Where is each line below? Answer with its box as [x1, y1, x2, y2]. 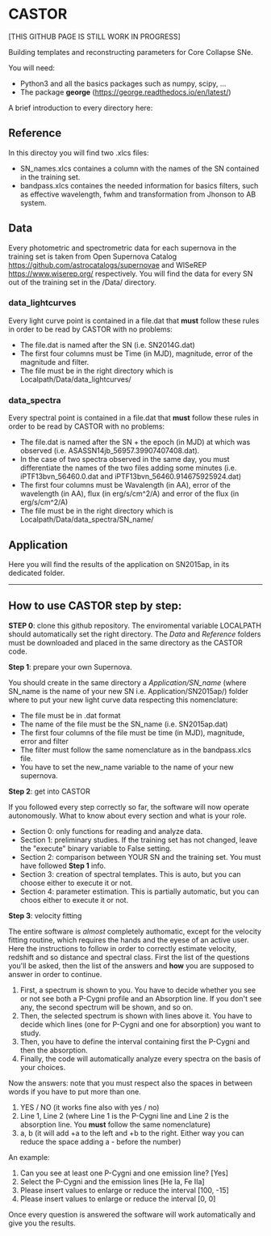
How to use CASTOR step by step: [8, 599, 182, 613]
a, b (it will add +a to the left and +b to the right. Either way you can [19, 1128, 244, 1137]
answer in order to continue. [8, 969, 102, 979]
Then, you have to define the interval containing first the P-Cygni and [19, 1036, 250, 1046]
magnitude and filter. [19, 357, 90, 366]
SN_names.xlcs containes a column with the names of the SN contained [19, 163, 260, 173]
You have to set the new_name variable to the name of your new [19, 762, 234, 772]
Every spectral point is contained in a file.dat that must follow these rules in [8, 413, 260, 423]
